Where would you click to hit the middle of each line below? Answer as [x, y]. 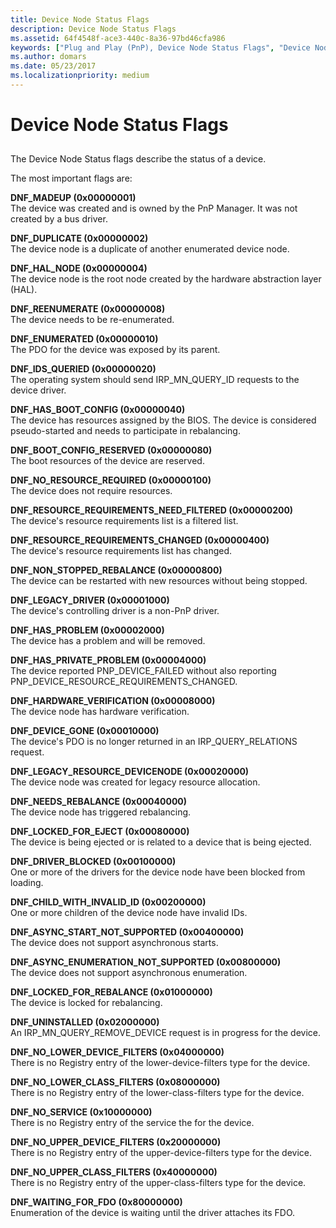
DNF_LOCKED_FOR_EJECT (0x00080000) [100, 832]
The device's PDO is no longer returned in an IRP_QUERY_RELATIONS [154, 742]
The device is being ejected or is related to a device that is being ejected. [161, 842]
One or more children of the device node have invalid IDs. [129, 913]
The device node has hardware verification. [100, 712]
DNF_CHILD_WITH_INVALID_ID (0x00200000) [108, 902]
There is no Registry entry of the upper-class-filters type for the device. [158, 1183]
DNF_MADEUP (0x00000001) [73, 198]
